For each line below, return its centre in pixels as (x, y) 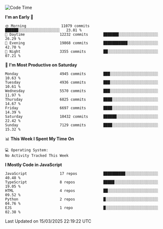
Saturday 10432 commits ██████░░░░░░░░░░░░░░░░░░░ (82, 117)
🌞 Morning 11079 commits (47, 26)
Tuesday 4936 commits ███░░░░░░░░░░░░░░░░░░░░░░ (82, 83)
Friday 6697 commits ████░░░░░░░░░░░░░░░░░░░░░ (82, 108)
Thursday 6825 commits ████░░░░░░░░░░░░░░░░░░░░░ (82, 100)
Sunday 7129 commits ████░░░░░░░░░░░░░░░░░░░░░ (82, 125)
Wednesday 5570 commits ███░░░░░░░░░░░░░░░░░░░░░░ (82, 91)
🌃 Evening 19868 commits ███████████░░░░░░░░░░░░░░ (82, 43)
